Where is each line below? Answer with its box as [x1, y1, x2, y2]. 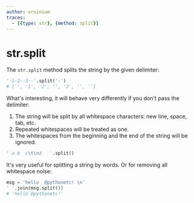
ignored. [15, 139, 36, 146]
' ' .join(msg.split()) [6, 185, 64, 191]
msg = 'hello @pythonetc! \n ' [6, 179, 85, 185]
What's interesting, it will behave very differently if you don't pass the [6, 95, 180, 102]
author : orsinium [6, 8, 50, 15]
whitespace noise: [6, 167, 52, 175]
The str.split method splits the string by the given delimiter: [6, 66, 159, 73]
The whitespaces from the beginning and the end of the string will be [15, 132, 188, 139]
